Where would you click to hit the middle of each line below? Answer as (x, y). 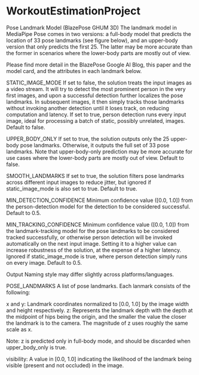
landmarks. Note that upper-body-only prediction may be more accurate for (99, 152)
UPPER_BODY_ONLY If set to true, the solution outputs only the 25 (88, 138)
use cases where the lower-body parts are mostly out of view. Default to (95, 158)
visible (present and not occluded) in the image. (65, 365)
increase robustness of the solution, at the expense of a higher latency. (94, 250)
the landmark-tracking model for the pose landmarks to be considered (93, 231)
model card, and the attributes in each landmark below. (74, 71)
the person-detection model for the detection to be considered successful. (98, 206)
